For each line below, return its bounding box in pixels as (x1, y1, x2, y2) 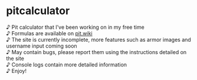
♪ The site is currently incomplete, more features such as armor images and (6, 36, 192, 43)
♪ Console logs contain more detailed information (6, 61, 127, 68)
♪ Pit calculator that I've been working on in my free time (6, 24, 145, 31)
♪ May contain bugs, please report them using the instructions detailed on (6, 48, 187, 55)
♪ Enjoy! (6, 67, 27, 74)
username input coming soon (6, 42, 78, 49)
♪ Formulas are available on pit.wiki (6, 29, 93, 36)
